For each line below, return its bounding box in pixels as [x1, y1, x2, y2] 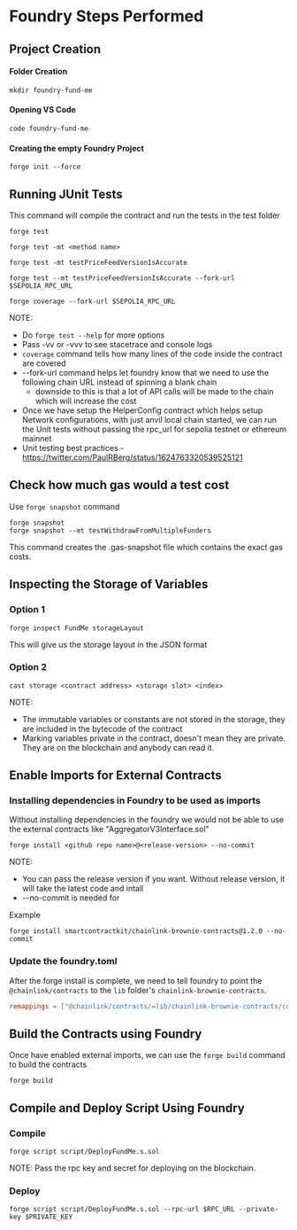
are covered [21, 358, 66, 369]
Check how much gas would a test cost [9, 478, 230, 493]
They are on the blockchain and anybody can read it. [21, 742, 215, 752]
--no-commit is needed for [21, 892, 120, 903]
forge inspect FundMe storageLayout [9, 623, 144, 633]
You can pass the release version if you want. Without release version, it [21, 874, 286, 884]
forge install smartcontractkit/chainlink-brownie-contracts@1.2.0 [9, 927, 263, 936]
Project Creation [9, 42, 102, 57]
